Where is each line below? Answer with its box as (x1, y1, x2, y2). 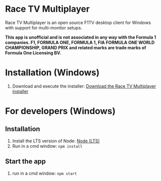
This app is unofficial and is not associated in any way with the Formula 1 (5, 34, 156, 40)
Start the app (5, 158, 46, 166)
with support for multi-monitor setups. (5, 24, 82, 30)
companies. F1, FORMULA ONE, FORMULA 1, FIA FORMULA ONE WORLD (5, 39, 155, 45)
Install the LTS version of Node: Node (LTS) (12, 138, 100, 144)
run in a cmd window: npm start (12, 170, 77, 176)
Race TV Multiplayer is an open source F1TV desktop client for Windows (5, 20, 151, 25)
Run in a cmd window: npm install (12, 143, 82, 149)
